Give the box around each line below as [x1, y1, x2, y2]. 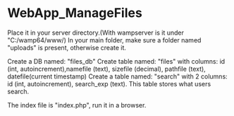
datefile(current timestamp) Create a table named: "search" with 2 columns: [7, 72, 228, 81]
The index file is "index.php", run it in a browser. [7, 100, 147, 109]
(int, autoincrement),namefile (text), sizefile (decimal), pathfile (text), [7, 64, 206, 73]
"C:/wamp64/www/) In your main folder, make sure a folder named [7, 35, 202, 44]
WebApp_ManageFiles [7, 5, 142, 21]
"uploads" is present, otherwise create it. [7, 43, 127, 52]
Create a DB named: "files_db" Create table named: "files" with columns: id [7, 57, 226, 65]
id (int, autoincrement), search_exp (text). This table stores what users [7, 79, 211, 88]
